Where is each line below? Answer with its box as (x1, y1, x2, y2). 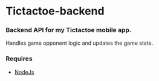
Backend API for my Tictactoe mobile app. (5, 26, 132, 34)
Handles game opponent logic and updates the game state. (5, 39, 154, 47)
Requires (5, 54, 33, 63)
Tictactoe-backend (5, 4, 105, 18)
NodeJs (14, 68, 34, 76)
